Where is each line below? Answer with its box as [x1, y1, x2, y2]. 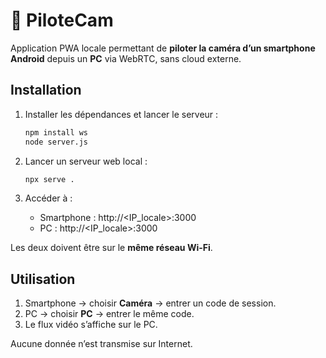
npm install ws [24, 127, 89, 138]
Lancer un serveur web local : [24, 155, 148, 167]
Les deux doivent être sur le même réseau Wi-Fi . [10, 242, 213, 254]
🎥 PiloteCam [10, 9, 114, 32]
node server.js [24, 137, 89, 147]
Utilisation [10, 270, 76, 288]
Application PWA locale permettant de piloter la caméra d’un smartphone [10, 42, 316, 54]
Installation [10, 82, 82, 99]
